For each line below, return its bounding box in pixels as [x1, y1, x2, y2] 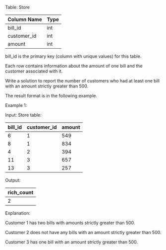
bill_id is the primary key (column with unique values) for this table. [5, 53, 142, 59]
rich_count [7, 189, 34, 196]
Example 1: [5, 102, 27, 108]
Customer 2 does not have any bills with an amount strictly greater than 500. [5, 230, 162, 235]
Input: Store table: [5, 112, 42, 118]
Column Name [7, 16, 42, 23]
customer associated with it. [5, 68, 63, 74]
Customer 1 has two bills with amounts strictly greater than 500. [5, 220, 135, 226]
